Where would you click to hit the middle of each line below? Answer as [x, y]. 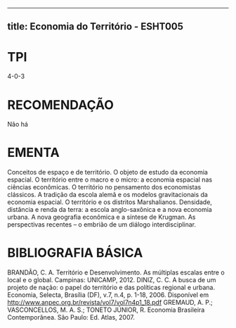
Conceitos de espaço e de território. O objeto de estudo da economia [108, 172]
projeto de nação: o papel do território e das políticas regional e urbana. [111, 288]
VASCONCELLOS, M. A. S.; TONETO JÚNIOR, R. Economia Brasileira [106, 310]
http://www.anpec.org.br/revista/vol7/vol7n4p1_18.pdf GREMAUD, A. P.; [110, 303]
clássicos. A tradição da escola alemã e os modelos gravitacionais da [108, 195]
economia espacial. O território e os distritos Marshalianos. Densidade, [110, 202]
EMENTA [33, 153]
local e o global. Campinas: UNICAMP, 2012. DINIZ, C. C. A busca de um [112, 280]
